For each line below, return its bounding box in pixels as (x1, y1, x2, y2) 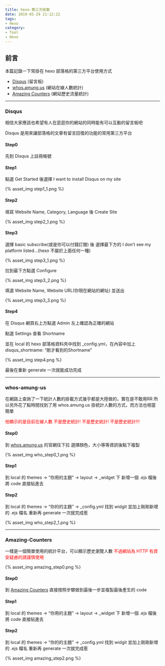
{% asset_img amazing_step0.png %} (5, 564, 81, 570)
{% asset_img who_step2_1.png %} (5, 519, 76, 526)
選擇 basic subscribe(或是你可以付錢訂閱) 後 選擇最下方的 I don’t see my (5, 241, 151, 247)
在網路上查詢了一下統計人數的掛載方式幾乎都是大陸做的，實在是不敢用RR (5, 396, 153, 402)
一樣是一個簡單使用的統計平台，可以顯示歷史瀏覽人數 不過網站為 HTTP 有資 (5, 548, 158, 554)
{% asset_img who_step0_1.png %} (5, 451, 76, 457)
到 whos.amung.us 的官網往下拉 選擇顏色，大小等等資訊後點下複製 (5, 442, 140, 447)
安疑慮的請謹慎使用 (5, 555, 44, 560)
